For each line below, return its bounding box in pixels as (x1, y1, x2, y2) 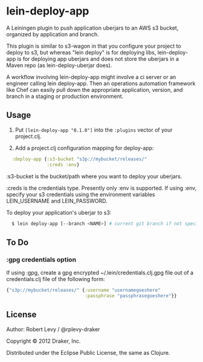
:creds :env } (47, 161, 80, 167)
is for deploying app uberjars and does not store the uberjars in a (17, 55, 179, 62)
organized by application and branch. (6, 30, 100, 37)
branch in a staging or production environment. (6, 92, 124, 100)
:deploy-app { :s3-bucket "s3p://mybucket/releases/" (11, 156, 147, 162)
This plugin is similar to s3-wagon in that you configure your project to (6, 42, 181, 50)
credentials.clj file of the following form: (6, 276, 105, 283)
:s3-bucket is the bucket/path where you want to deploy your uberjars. (6, 172, 182, 179)
